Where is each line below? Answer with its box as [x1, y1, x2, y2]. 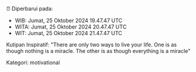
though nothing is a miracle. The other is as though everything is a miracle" [6, 48, 191, 54]
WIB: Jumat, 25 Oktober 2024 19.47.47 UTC [14, 17, 123, 24]
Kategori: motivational [6, 59, 60, 66]
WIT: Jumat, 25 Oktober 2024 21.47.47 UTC [14, 30, 123, 36]
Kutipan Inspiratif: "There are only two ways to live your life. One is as [6, 41, 177, 48]
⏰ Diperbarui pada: [6, 5, 54, 12]
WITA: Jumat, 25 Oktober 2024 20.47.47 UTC [14, 23, 127, 30]
